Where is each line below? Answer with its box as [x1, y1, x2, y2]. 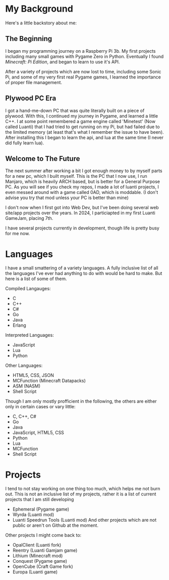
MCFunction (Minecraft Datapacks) [12, 378, 86, 384]
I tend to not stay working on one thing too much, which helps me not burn [5, 486, 160, 492]
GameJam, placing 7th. [5, 215, 53, 221]
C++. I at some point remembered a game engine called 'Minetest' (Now [5, 118, 155, 124]
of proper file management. [5, 79, 62, 85]
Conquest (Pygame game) [12, 558, 67, 564]
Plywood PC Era [5, 94, 57, 103]
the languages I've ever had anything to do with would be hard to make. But [5, 270, 162, 277]
